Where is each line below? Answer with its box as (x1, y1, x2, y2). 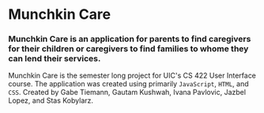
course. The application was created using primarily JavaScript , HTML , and (8, 79, 249, 89)
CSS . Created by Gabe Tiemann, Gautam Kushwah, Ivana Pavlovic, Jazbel (8, 88, 247, 97)
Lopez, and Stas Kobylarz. (8, 96, 93, 105)
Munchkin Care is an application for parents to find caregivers (8, 34, 251, 45)
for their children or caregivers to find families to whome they (8, 43, 249, 54)
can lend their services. (8, 53, 101, 64)
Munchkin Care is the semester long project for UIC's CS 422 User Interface (8, 71, 257, 80)
